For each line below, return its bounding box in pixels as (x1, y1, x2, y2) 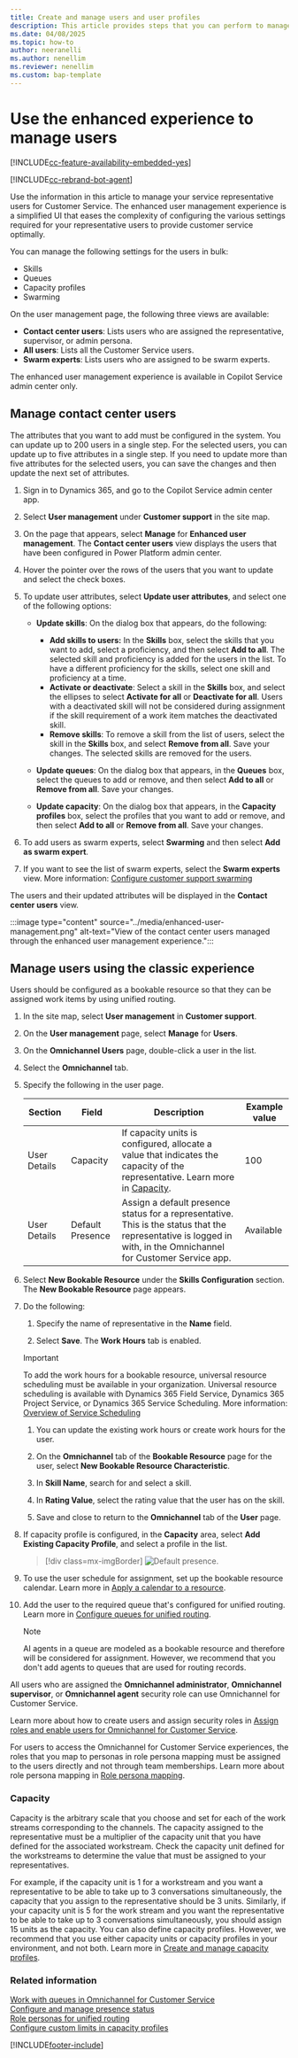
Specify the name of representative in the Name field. (35, 1318, 233, 1329)
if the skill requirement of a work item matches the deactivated (49, 710, 278, 720)
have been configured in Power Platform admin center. (22, 547, 222, 558)
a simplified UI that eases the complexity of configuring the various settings (10, 210, 286, 221)
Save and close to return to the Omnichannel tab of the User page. (35, 1512, 281, 1523)
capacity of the (121, 1160, 185, 1172)
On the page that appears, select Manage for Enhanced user (22, 528, 247, 539)
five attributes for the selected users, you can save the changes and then (10, 458, 277, 469)
